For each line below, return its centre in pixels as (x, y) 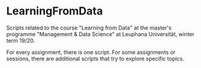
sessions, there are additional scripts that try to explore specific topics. (95, 58)
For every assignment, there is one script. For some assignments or (91, 52)
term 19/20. (21, 40)
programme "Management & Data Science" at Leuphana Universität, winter (100, 34)
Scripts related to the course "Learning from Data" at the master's (89, 28)
